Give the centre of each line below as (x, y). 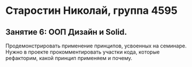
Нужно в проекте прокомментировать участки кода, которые (83, 52)
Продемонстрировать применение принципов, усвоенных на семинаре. (96, 46)
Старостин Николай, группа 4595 (92, 11)
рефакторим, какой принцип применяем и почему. (69, 58)
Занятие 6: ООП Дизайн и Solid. (66, 32)
